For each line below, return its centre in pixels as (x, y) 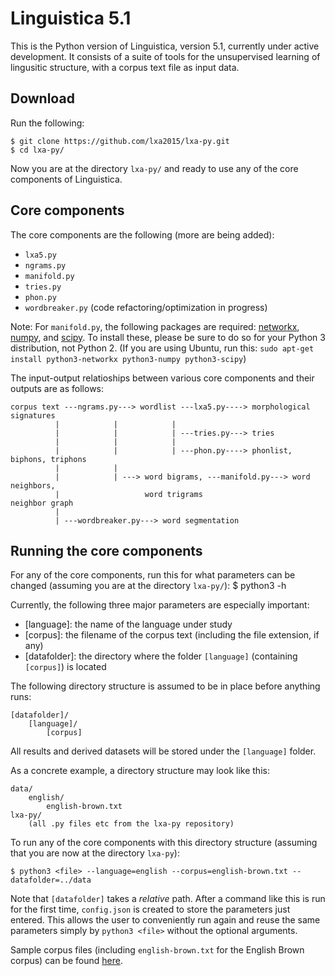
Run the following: (47, 123)
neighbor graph (42, 503)
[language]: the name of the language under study (128, 624)
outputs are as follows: (57, 388)
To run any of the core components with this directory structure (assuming (164, 843)
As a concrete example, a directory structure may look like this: (140, 771)
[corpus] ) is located (65, 667)
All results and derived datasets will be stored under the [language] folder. (163, 751)
